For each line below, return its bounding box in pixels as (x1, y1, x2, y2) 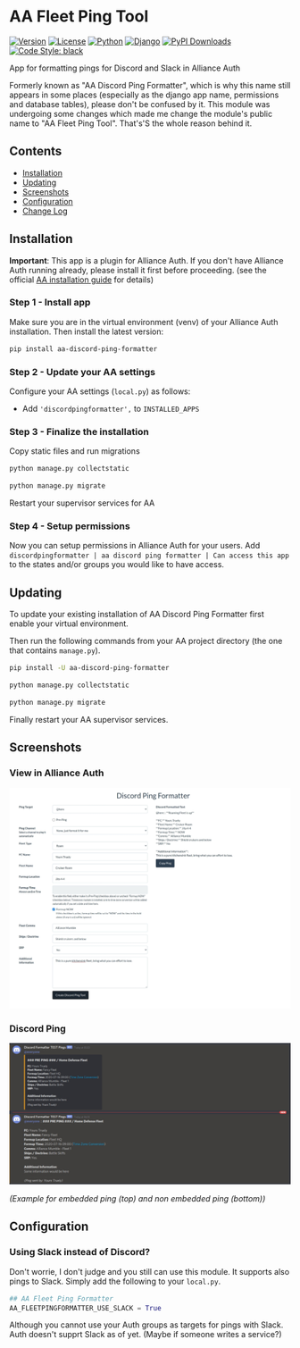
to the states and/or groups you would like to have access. (9, 559, 225, 570)
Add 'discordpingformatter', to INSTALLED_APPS (21, 404, 200, 414)
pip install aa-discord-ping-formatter (9, 344, 158, 354)
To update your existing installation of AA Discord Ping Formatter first (9, 609, 265, 620)
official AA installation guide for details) (9, 274, 154, 285)
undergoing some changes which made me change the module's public (9, 108, 273, 119)
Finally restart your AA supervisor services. (9, 714, 169, 724)
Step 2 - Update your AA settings (9, 365, 156, 378)
